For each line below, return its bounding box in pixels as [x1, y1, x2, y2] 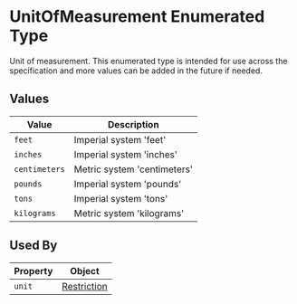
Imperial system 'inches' [73, 147, 178, 160]
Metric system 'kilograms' [73, 206, 185, 219]
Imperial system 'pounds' [73, 177, 182, 190]
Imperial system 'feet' [73, 133, 167, 146]
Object [70, 264, 100, 277]
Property [14, 264, 53, 277]
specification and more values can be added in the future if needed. [9, 65, 263, 76]
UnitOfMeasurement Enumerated [9, 6, 265, 27]
